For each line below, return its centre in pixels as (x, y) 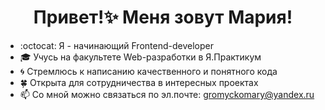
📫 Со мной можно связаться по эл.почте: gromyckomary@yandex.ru (167, 94)
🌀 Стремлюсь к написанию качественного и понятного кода (148, 71)
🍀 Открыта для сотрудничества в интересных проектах (139, 82)
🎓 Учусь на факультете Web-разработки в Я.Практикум (140, 57)
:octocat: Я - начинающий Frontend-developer (116, 45)
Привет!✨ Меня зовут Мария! (163, 17)
